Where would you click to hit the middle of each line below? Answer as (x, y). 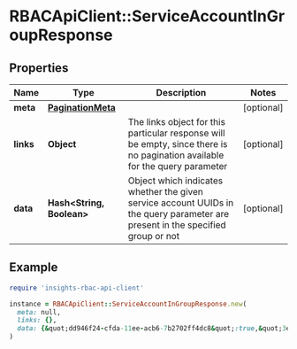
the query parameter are (179, 214)
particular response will (176, 133)
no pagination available (176, 155)
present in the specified (177, 225)
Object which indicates (175, 181)
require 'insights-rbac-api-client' (76, 288)
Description (181, 93)
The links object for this (176, 122)
